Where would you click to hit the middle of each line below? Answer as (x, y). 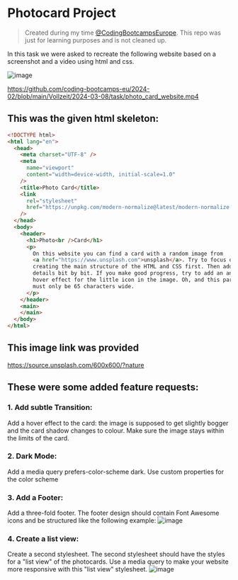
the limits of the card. (38, 438)
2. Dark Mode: (32, 456)
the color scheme (33, 479)
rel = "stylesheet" (52, 201)
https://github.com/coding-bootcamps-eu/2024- (79, 89)
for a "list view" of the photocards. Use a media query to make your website (118, 562)
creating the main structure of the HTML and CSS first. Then (126, 267)
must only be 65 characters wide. (84, 286)
